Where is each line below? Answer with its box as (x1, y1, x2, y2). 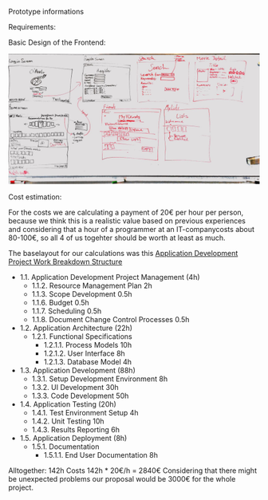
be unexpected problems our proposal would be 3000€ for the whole (8, 474, 236, 483)
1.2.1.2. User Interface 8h (43, 348, 125, 358)
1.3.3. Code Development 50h (31, 391, 129, 400)
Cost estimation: (8, 191, 62, 202)
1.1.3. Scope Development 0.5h (31, 289, 133, 298)
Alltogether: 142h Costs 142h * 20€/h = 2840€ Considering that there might (8, 466, 258, 475)
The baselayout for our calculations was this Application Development (8, 248, 238, 258)
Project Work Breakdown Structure (8, 257, 123, 266)
